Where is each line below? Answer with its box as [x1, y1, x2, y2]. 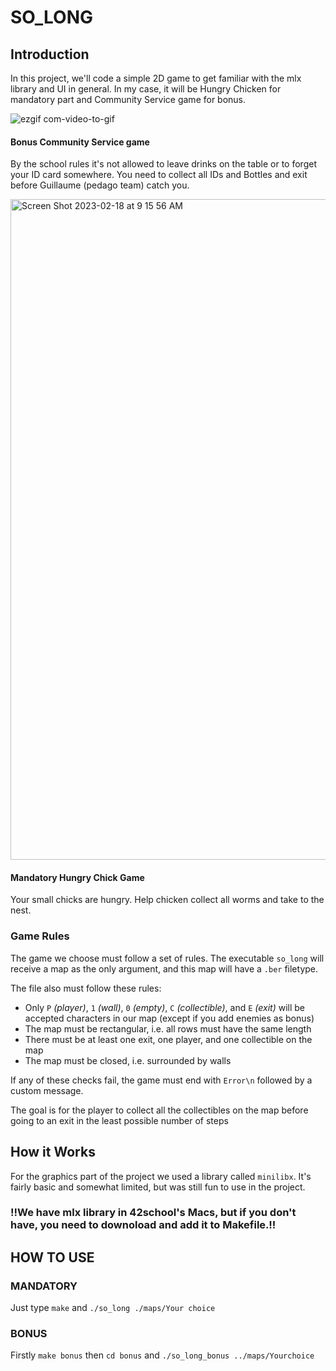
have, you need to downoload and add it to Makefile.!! [10, 1218, 277, 1232]
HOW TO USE [10, 1249, 95, 1266]
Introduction [10, 46, 90, 63]
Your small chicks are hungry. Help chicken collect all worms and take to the [10, 894, 325, 906]
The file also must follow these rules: [10, 982, 162, 994]
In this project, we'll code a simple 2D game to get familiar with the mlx [10, 72, 302, 84]
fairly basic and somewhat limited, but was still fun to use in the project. [10, 1181, 306, 1193]
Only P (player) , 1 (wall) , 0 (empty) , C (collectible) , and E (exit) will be [24, 1001, 306, 1013]
